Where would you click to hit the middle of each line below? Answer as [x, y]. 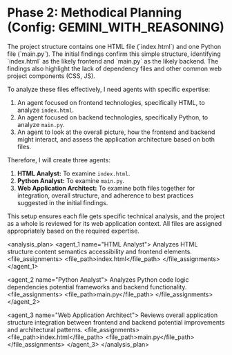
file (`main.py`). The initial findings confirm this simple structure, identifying [114, 54]
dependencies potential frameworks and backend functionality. [97, 287]
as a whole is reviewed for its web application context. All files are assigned [115, 223]
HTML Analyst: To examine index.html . [74, 173]
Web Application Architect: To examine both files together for [106, 188]
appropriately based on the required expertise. [74, 231]
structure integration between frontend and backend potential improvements [116, 322]
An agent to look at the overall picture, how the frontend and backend [116, 132]
